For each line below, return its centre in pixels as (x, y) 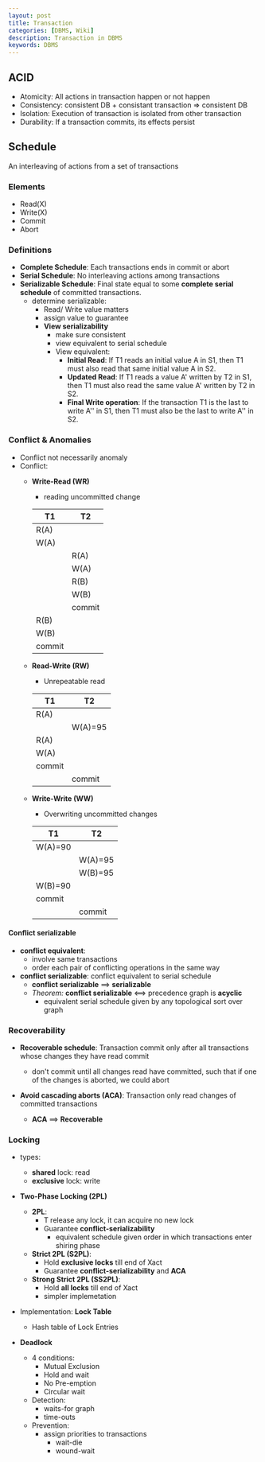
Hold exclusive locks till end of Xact (103, 1262)
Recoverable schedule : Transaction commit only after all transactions (134, 1048)
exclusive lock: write (66, 1181)
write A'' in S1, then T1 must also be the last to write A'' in (161, 411)
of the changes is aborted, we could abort (100, 1080)
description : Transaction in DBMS (66, 38)
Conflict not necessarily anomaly (74, 457)
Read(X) (33, 204)
